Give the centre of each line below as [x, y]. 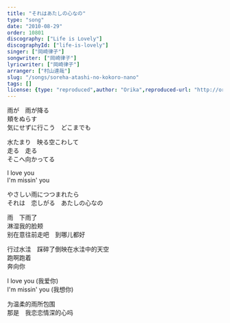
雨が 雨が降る [28, 110]
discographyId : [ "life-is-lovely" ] [58, 45]
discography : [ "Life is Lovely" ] [55, 39]
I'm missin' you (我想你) [40, 289]
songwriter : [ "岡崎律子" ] [42, 58]
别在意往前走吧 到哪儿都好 [46, 235]
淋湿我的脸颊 [25, 226]
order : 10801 [26, 33]
